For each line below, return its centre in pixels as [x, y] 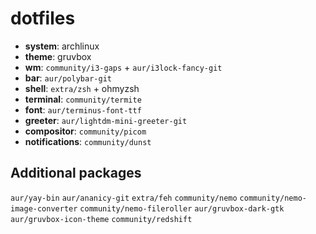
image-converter [44, 208]
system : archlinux [62, 46]
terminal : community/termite [83, 99]
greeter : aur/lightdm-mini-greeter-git [106, 120]
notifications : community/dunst [88, 141]
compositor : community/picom [85, 131]
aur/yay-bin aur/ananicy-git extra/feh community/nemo [124, 198]
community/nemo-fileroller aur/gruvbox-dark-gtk [182, 208]
